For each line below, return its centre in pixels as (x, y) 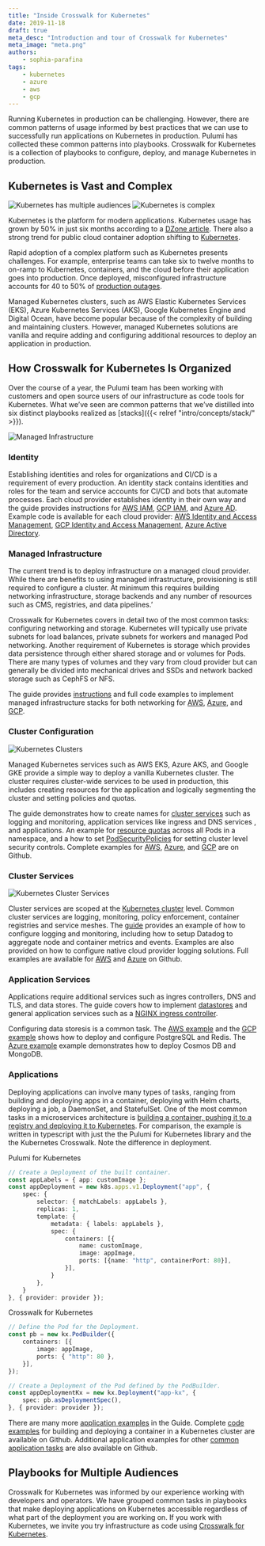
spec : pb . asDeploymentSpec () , (72, 1400)
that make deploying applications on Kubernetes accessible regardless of (128, 1509)
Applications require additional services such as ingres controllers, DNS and (132, 997)
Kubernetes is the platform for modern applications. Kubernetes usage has (130, 221)
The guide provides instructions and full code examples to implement (121, 695)
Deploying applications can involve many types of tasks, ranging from (122, 1092)
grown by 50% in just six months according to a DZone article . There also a (131, 229)
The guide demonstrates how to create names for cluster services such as (129, 813)
